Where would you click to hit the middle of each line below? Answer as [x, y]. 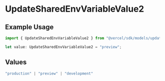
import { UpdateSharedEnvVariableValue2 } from [55, 38]
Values [16, 62]
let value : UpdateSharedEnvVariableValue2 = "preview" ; [63, 47]
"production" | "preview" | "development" [49, 73]
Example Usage [29, 27]
